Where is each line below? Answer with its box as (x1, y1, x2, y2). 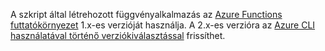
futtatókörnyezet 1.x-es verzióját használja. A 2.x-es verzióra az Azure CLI (10, 19, 316, 31)
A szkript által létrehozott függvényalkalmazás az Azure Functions (10, 9, 283, 20)
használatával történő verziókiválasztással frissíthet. (10, 30, 226, 41)
